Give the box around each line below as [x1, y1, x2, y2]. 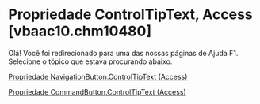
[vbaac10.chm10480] [8, 22, 152, 40]
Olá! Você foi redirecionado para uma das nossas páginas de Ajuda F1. [8, 48, 239, 58]
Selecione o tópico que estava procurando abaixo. [8, 57, 173, 66]
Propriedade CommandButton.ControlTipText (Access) [8, 87, 186, 96]
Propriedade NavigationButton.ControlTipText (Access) [8, 72, 188, 81]
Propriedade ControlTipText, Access [8, 6, 254, 24]
